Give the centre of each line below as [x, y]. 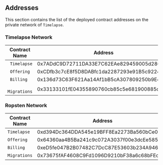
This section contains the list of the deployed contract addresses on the [77, 19]
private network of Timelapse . [34, 25]
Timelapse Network [29, 37]
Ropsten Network [26, 106]
